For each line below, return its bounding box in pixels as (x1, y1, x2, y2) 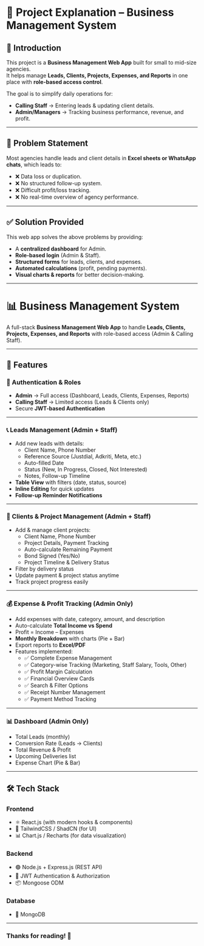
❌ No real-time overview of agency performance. (15, 193, 138, 201)
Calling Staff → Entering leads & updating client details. (15, 102, 155, 109)
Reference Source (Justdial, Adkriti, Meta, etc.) (24, 452, 141, 460)
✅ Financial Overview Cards (24, 675, 95, 682)
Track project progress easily (15, 578, 89, 585)
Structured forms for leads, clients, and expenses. (15, 258, 143, 265)
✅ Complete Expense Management (24, 655, 112, 662)
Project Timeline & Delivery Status (24, 558, 109, 566)
